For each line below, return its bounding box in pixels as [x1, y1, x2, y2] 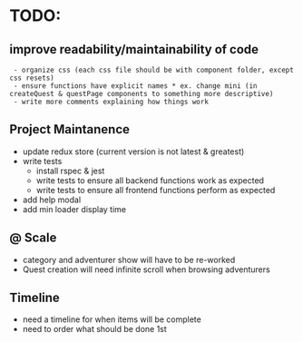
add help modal [22, 194, 82, 205]
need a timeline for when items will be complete [22, 314, 201, 325]
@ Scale [9, 230, 57, 246]
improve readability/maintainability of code [9, 42, 259, 57]
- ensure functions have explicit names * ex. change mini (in [13, 82, 258, 91]
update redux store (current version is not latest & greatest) [22, 146, 245, 157]
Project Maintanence [9, 122, 130, 137]
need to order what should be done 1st [22, 324, 168, 335]
